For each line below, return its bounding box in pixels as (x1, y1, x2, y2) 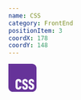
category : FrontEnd (8, 19, 74, 27)
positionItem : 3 (8, 26, 63, 34)
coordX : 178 (8, 34, 48, 42)
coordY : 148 (8, 42, 48, 50)
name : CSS (8, 11, 42, 20)
